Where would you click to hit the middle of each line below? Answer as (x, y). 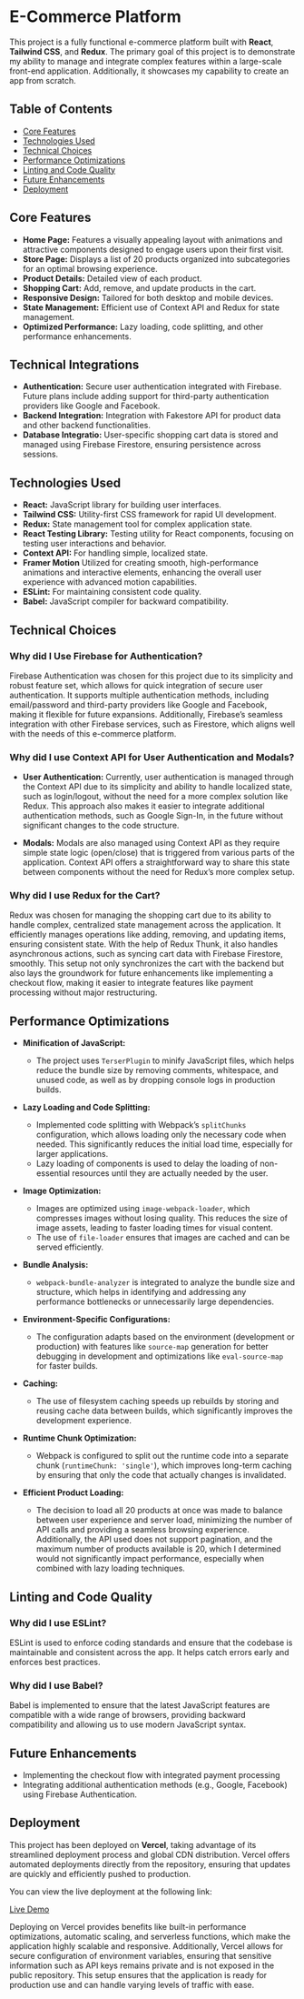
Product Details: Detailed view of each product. (112, 278)
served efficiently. (70, 1247)
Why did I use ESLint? (58, 1622)
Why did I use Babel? (56, 1685)
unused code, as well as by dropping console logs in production (156, 1080)
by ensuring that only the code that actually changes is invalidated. (161, 1475)
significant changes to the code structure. (101, 826)
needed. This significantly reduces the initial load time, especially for (164, 1144)
